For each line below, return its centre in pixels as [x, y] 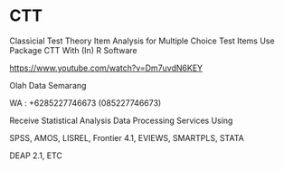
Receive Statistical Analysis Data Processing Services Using [121, 120]
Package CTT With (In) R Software [73, 50]
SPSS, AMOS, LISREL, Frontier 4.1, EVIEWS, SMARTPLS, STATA [127, 137]
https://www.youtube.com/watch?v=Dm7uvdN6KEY [106, 68]
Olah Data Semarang [48, 85]
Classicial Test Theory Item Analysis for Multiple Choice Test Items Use [142, 41]
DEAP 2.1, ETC [36, 156]
